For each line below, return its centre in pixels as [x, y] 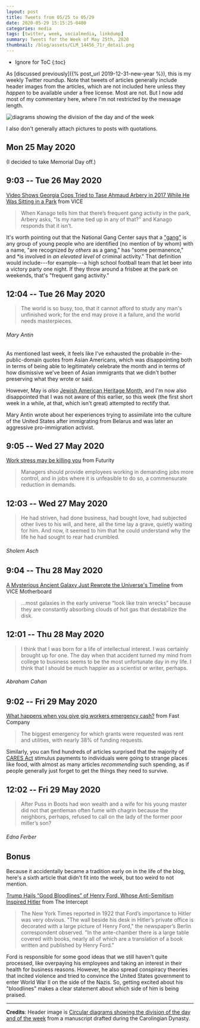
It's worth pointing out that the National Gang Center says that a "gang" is [96, 237]
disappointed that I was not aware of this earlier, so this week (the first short [100, 397]
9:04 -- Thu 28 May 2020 [54, 570]
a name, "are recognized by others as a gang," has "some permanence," [95, 250]
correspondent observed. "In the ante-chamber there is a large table [105, 932]
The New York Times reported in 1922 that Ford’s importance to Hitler [106, 913]
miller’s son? [36, 823]
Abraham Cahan [26, 681]
